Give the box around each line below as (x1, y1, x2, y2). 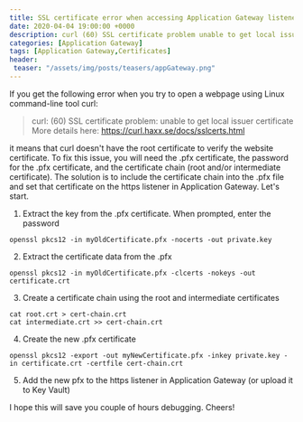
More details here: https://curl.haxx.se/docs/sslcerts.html (31, 125, 245, 136)
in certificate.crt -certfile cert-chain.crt (9, 359, 183, 368)
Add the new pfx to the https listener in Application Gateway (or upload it (22, 374, 293, 385)
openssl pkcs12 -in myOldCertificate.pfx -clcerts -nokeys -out (9, 268, 256, 277)
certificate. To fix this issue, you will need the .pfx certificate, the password (9, 152, 289, 163)
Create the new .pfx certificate (22, 333, 137, 344)
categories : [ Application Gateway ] (9, 38, 143, 48)
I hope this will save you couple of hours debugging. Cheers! (9, 401, 235, 412)
